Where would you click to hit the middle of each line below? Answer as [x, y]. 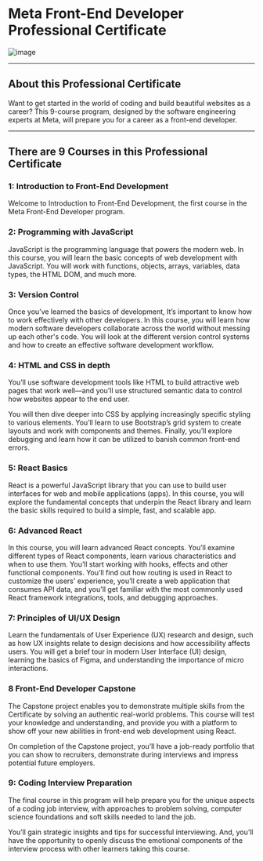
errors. [19, 447]
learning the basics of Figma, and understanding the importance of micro [126, 660]
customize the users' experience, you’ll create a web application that [119, 581]
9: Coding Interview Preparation [70, 783]
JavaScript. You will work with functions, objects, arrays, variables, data [124, 266]
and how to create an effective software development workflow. [111, 345]
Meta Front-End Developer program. [67, 212]
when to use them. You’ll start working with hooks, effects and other [118, 564]
